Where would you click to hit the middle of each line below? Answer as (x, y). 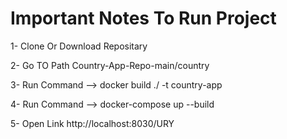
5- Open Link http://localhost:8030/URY (92, 123)
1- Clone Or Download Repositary (79, 46)
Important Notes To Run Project (143, 18)
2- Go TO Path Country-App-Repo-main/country (110, 65)
